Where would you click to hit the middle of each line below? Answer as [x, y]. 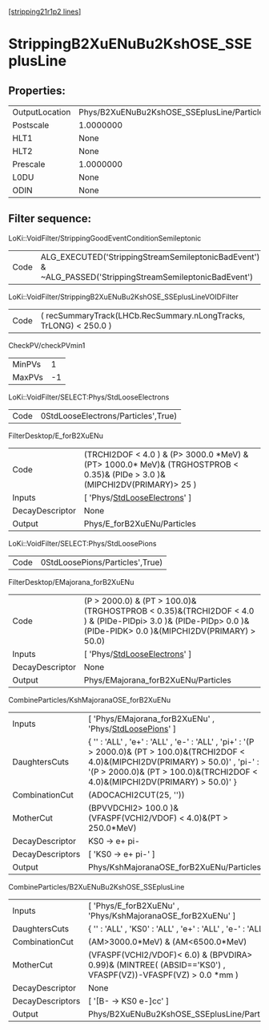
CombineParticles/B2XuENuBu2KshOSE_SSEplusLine [96, 886]
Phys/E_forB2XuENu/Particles [140, 523]
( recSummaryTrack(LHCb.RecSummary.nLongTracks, [143, 315]
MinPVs [27, 364]
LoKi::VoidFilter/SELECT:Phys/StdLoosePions [82, 543]
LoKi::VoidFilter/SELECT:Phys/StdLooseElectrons [89, 397]
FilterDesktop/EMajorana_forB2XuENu [71, 582]
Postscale [31, 125]
